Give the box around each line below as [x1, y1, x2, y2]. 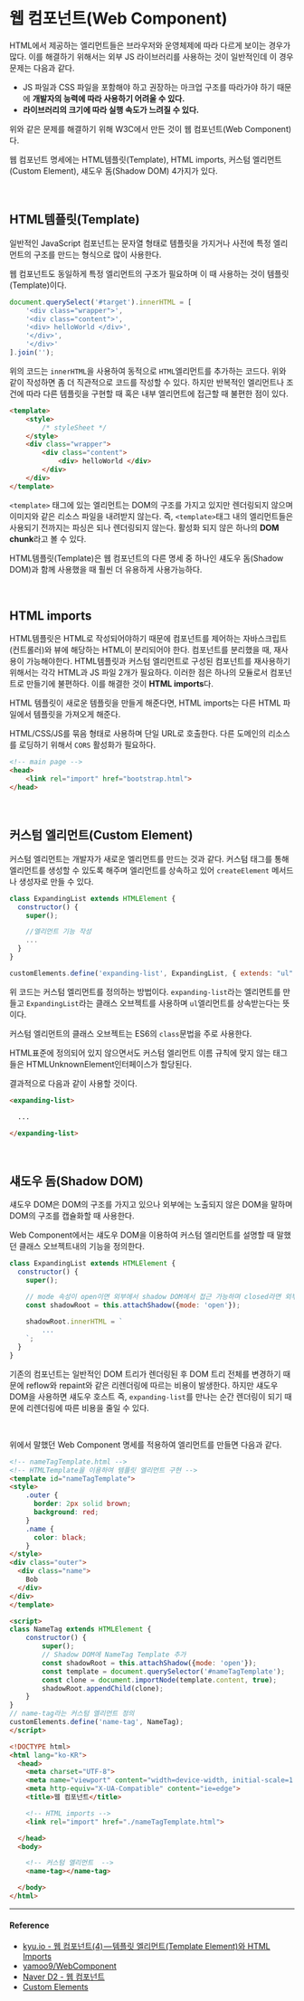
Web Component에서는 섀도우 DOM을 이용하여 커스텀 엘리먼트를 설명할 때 [9, 1229, 275, 1240]
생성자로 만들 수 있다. [18, 876, 94, 887]
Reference [9, 1920, 50, 1930]
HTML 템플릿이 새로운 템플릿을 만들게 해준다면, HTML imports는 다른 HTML [9, 697, 281, 708]
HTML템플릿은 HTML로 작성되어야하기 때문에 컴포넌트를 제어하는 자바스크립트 [9, 633, 288, 644]
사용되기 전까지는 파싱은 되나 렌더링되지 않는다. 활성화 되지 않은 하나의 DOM [9, 522, 280, 533]
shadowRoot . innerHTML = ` [25, 1317, 124, 1326]
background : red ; [33, 1508, 100, 1517]
